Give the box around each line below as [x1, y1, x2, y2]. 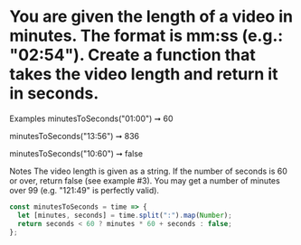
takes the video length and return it [9, 64, 278, 85]
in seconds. [9, 83, 99, 104]
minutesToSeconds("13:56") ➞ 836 [9, 130, 140, 141]
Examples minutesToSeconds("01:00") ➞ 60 [9, 113, 174, 124]
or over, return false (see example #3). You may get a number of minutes [9, 174, 280, 186]
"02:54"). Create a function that [9, 45, 256, 65]
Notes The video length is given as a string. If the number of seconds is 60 [9, 165, 287, 176]
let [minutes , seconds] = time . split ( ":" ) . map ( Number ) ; [17, 211, 232, 220]
